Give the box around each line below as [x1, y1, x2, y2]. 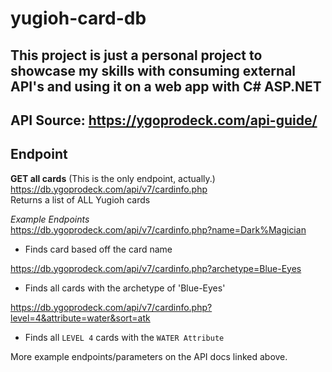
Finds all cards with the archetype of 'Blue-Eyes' [24, 282, 226, 294]
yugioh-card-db [10, 7, 147, 30]
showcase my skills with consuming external [10, 62, 297, 79]
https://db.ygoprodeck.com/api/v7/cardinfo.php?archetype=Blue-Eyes [10, 262, 302, 274]
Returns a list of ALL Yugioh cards [10, 193, 151, 206]
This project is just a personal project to [10, 47, 263, 64]
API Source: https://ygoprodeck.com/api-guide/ [10, 112, 318, 129]
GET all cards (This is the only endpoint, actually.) [10, 172, 216, 184]
